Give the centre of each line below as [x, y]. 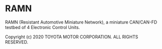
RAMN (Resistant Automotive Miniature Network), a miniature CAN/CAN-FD [81, 22]
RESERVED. [17, 42]
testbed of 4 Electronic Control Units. [43, 27]
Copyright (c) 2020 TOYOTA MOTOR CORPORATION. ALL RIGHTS [72, 37]
